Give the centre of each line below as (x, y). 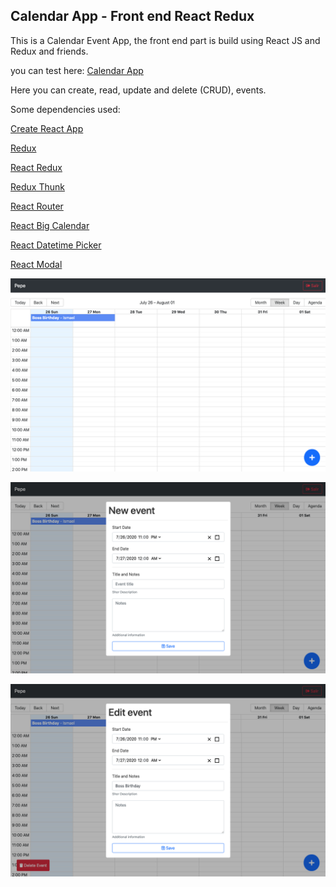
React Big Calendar (50, 225)
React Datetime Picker (56, 245)
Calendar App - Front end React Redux (132, 16)
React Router (37, 206)
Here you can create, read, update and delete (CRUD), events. (138, 90)
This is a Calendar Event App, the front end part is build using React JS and (165, 40)
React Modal (36, 264)
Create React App (47, 128)
